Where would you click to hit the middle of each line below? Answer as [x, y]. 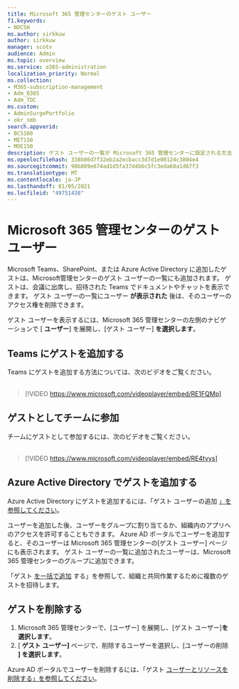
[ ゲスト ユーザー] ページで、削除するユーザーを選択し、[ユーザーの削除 [123, 646]
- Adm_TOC [22, 100]
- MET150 [20, 140]
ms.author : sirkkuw [36, 34]
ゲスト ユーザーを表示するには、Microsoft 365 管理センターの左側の [107, 320]
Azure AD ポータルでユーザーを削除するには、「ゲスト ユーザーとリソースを [118, 670]
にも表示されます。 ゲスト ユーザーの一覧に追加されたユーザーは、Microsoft [119, 551]
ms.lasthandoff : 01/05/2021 [49, 186]
